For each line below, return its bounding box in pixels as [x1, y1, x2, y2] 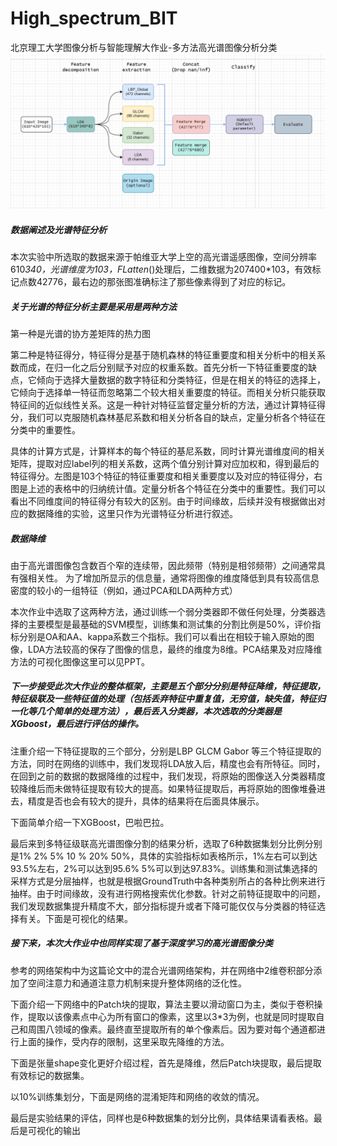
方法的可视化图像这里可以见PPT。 [10, 655, 150, 667]
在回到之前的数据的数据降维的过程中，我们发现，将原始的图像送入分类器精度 [10, 770, 326, 782]
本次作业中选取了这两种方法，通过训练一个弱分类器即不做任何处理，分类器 [10, 605, 317, 617]
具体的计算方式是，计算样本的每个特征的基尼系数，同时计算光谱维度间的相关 [10, 445, 326, 457]
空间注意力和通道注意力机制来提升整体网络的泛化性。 [27, 977, 247, 989]
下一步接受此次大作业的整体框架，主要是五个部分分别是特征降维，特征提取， [10, 680, 326, 692]
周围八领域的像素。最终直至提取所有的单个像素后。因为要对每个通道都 [27, 1023, 317, 1035]
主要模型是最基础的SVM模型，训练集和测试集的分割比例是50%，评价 [27, 618, 313, 630]
